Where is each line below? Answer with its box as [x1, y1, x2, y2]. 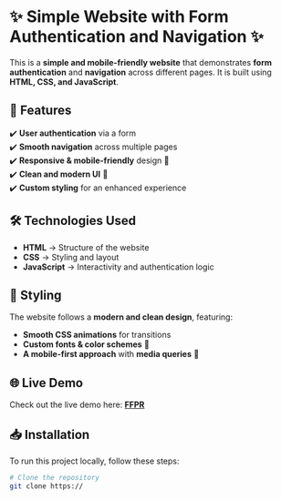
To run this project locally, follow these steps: [9, 455, 180, 466]
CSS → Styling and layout [22, 251, 120, 262]
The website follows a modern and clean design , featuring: [9, 311, 234, 322]
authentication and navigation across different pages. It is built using [9, 66, 272, 77]
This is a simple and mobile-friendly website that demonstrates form [9, 56, 272, 67]
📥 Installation [9, 426, 90, 443]
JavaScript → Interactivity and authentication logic [22, 261, 214, 272]
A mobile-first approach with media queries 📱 [22, 349, 200, 360]
